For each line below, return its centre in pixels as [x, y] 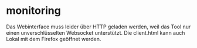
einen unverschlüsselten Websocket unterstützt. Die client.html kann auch [96, 32]
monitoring [34, 11]
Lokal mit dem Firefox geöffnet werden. [54, 39]
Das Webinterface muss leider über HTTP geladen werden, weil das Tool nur [98, 27]
